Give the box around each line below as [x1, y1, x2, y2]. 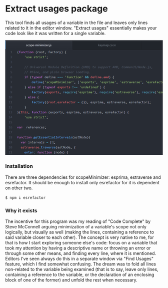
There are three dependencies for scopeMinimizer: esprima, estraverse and [5, 174, 161, 180]
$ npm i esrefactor [5, 195, 46, 200]
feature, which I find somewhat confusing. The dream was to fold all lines [5, 261, 156, 267]
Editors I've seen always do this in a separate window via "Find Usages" [5, 255, 154, 261]
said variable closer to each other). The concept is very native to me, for [5, 234, 154, 240]
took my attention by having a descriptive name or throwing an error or [5, 245, 151, 251]
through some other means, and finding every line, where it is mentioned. [5, 250, 156, 256]
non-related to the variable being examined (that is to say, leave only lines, [5, 266, 158, 272]
